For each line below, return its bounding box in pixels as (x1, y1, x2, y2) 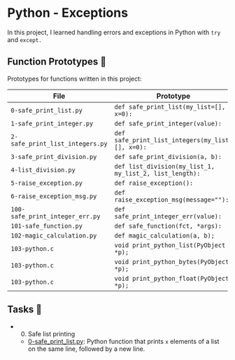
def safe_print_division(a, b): (114, 153, 222, 160)
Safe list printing (27, 329, 76, 338)
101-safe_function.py (10, 222, 83, 230)
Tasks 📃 (7, 303, 43, 316)
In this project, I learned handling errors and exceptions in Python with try (7, 28, 221, 36)
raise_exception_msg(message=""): (114, 195, 229, 204)
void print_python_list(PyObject (114, 241, 226, 249)
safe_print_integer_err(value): (114, 212, 222, 220)
